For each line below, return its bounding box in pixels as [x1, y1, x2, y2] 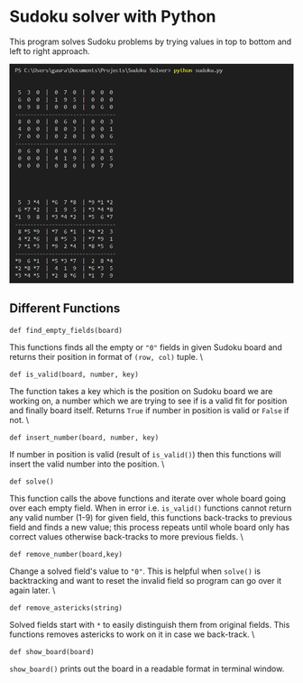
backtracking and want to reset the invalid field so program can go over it [9, 575, 282, 586]
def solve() [9, 476, 54, 486]
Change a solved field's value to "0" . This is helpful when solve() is [9, 566, 262, 577]
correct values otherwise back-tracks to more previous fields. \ [9, 531, 243, 542]
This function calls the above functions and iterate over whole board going [9, 493, 287, 503]
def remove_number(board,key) [9, 549, 124, 558]
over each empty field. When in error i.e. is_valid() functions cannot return [9, 503, 292, 513]
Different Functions [9, 300, 121, 317]
